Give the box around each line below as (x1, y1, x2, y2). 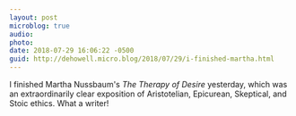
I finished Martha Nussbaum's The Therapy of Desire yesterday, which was (9, 79, 288, 89)
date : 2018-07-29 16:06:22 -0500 (9, 46, 135, 55)
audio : (9, 29, 34, 38)
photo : (9, 37, 34, 47)
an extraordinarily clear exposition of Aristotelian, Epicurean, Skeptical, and (9, 88, 287, 99)
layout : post (9, 12, 58, 22)
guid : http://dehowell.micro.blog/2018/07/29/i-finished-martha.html (9, 54, 275, 63)
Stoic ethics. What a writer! (9, 98, 109, 108)
